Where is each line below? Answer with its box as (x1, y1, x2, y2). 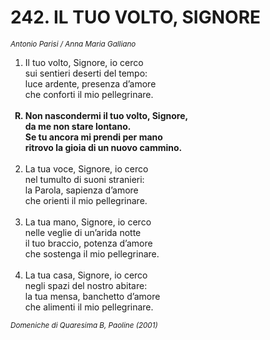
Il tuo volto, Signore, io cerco (24, 56, 144, 68)
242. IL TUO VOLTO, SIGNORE (10, 6, 262, 29)
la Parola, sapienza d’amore (24, 184, 139, 196)
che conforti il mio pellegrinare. (24, 88, 154, 100)
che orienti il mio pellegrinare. (24, 194, 148, 206)
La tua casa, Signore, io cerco (24, 269, 148, 281)
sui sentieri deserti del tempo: (24, 67, 148, 79)
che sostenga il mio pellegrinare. (24, 247, 160, 260)
